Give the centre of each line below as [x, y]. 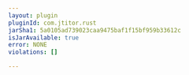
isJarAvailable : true [44, 37]
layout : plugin [33, 15]
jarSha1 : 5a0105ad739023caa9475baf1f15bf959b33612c [94, 30]
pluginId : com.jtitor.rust [52, 23]
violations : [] [33, 52]
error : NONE [28, 45]
